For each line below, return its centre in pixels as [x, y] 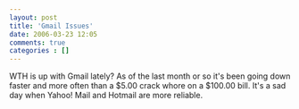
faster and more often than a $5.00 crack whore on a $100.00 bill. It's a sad [148, 86]
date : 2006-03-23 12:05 [54, 34]
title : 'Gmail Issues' [51, 26]
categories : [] [39, 51]
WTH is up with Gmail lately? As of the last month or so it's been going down [150, 76]
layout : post [33, 17]
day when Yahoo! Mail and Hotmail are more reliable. [106, 96]
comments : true [37, 42]
